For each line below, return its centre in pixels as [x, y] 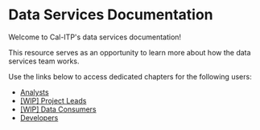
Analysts [35, 92]
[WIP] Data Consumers [58, 109]
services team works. [44, 61]
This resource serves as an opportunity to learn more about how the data [130, 52]
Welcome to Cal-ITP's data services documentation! [95, 37]
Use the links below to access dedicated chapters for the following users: [130, 76]
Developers [39, 117]
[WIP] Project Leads [53, 100]
